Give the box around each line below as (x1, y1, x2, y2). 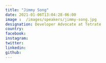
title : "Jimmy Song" (5, 7, 49, 13)
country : (5, 26, 24, 31)
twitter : (5, 41, 24, 46)
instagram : (5, 36, 29, 41)
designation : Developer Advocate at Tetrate (5, 21, 101, 27)
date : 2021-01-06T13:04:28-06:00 (5, 12, 76, 17)
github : (5, 50, 22, 55)
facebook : (5, 31, 26, 36)
